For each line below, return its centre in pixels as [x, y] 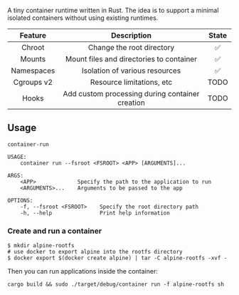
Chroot [33, 47]
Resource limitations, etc [131, 82]
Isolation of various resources [131, 71]
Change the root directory [131, 47]
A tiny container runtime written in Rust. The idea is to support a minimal [113, 10]
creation [131, 103]
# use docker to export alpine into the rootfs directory [95, 252]
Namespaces [33, 71]
